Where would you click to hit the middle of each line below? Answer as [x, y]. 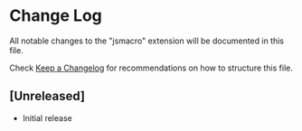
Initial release [47, 117]
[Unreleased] [47, 96]
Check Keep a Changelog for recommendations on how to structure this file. [151, 68]
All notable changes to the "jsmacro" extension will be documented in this [147, 41]
